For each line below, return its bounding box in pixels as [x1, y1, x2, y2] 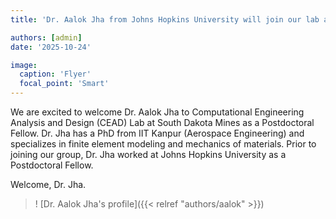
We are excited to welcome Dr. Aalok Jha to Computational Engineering [10, 106, 305, 118]
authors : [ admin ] [10, 32, 83, 43]
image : [10, 60, 38, 70]
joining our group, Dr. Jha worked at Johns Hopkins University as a [10, 149, 287, 160]
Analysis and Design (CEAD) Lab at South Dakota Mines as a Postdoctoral [10, 117, 315, 128]
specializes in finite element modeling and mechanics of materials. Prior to [10, 138, 317, 150]
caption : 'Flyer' [19, 69, 92, 80]
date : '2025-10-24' [10, 42, 92, 52]
